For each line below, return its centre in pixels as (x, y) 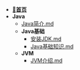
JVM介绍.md (46, 61)
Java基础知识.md (52, 46)
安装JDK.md (46, 39)
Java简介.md (37, 23)
